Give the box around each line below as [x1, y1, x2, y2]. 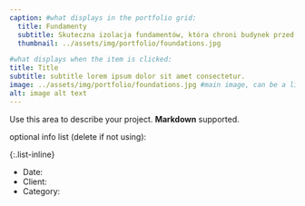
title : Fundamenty [17, 22, 88, 31]
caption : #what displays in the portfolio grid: [9, 13, 197, 23]
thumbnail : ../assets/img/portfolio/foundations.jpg [17, 38, 221, 48]
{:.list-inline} [9, 149, 55, 160]
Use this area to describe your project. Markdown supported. [9, 113, 241, 124]
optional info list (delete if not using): [9, 131, 147, 142]
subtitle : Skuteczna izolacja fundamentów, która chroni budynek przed [17, 30, 295, 39]
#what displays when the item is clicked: [9, 55, 172, 64]
